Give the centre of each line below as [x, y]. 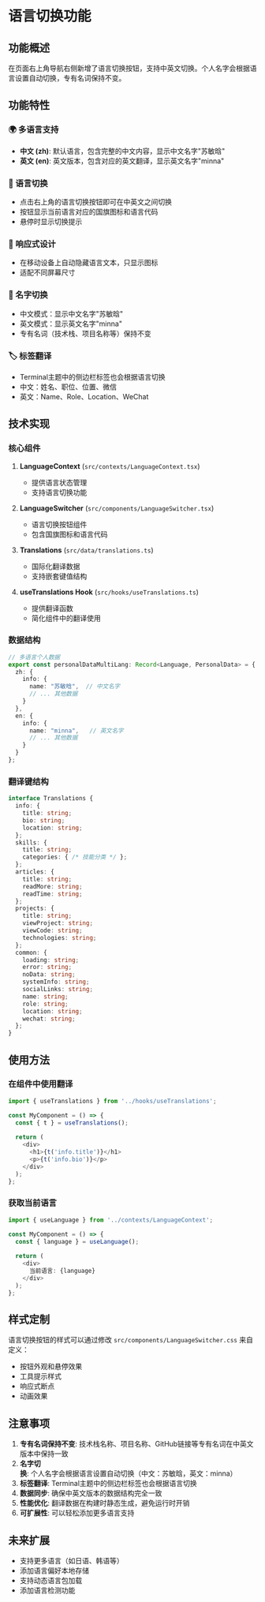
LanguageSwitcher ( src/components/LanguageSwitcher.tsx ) [117, 508]
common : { [31, 953]
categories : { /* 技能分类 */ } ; [75, 857]
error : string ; [47, 968]
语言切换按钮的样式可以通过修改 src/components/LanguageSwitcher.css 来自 [131, 1340]
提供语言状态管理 [59, 482]
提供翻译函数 [52, 608]
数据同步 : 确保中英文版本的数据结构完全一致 [91, 1493]
